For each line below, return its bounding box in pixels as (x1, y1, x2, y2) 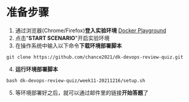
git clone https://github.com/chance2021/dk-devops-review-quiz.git (6, 54, 184, 60)
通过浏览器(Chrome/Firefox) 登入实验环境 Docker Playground (15, 27, 167, 34)
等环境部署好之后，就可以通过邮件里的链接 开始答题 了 (15, 89, 149, 96)
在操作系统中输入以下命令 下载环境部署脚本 (15, 42, 122, 49)
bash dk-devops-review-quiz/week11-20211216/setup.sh (6, 77, 146, 84)
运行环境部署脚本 (15, 65, 58, 73)
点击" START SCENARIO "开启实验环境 (15, 34, 110, 41)
